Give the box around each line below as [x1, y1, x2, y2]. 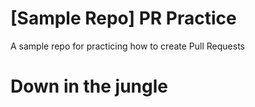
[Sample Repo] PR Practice [10, 7, 237, 30]
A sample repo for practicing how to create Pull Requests [10, 40, 245, 52]
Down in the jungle [10, 75, 168, 98]
